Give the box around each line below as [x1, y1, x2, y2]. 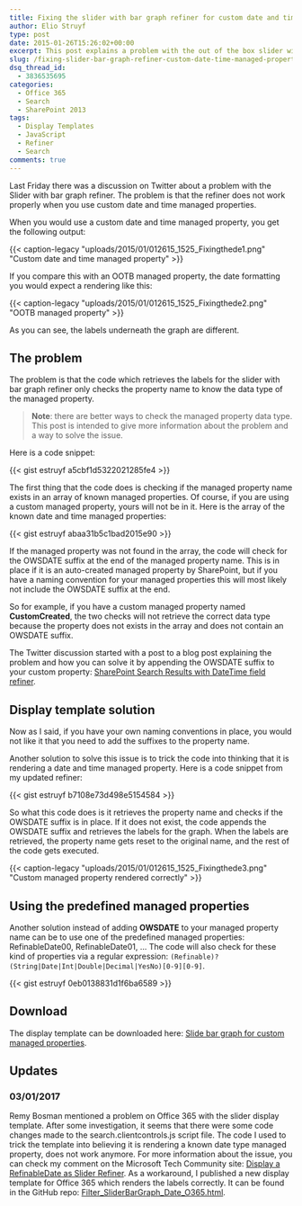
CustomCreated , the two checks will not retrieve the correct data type [9, 611, 271, 621]
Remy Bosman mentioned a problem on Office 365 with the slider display [9, 1111, 280, 1121]
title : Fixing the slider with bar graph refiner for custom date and [9, 13, 280, 22]
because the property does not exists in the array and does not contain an [9, 621, 284, 631]
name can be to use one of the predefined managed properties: [9, 932, 245, 942]
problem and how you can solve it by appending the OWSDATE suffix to [9, 657, 275, 668]
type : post [9, 30, 50, 39]
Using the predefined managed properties [9, 898, 250, 914]
